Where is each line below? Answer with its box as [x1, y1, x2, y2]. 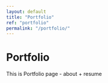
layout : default [6, 8, 46, 15]
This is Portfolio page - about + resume [6, 71, 102, 78]
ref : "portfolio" [6, 20, 49, 25]
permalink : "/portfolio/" [6, 25, 70, 31]
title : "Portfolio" [6, 14, 55, 20]
